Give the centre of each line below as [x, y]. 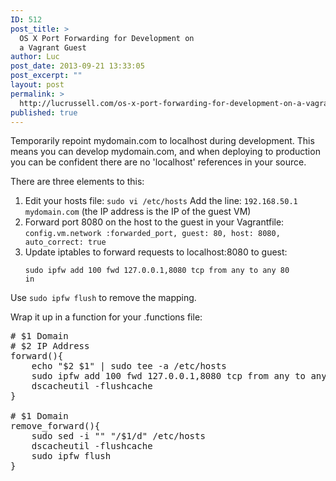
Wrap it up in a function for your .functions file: [106, 317]
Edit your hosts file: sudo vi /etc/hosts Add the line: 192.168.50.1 [161, 201]
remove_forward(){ [55, 426]
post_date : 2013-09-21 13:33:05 [77, 66]
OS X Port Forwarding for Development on [107, 38]
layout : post [37, 85]
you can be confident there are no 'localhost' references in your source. [158, 162]
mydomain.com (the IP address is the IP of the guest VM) [138, 212]
